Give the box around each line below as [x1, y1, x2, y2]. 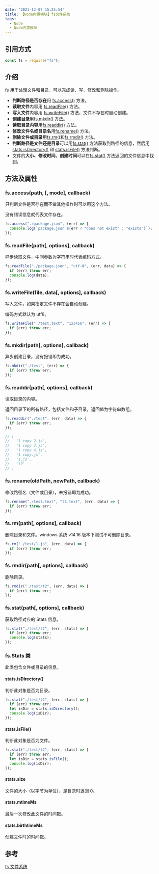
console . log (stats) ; [9, 635, 52, 640]
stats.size [5, 776, 26, 782]
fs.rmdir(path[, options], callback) [5, 562, 88, 569]
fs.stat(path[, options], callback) [5, 605, 84, 611]
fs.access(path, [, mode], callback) [5, 189, 91, 196]
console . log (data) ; [9, 273, 50, 278]
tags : [5, 16, 16, 21]
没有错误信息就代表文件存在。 [5, 212, 65, 217]
